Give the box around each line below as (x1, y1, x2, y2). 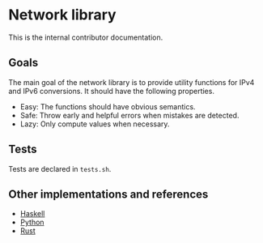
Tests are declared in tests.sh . (8, 164, 112, 173)
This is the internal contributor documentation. (8, 32, 163, 42)
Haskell (19, 209, 45, 219)
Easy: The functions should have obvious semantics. (19, 101, 196, 111)
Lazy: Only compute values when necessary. (19, 119, 170, 129)
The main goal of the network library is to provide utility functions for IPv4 (8, 77, 255, 87)
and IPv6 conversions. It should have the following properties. (8, 86, 214, 96)
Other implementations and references (8, 187, 209, 201)
